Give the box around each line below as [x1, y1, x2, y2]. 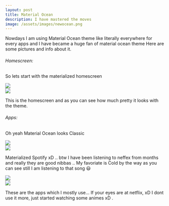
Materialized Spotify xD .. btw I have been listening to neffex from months [5, 154, 158, 161]
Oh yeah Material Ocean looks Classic [5, 130, 85, 136]
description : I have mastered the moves [5, 17, 92, 22]
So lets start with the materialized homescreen [5, 73, 102, 79]
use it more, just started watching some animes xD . [5, 195, 113, 201]
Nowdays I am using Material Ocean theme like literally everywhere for [5, 35, 153, 41]
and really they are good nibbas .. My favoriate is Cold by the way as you [5, 160, 157, 166]
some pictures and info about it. [5, 46, 72, 52]
